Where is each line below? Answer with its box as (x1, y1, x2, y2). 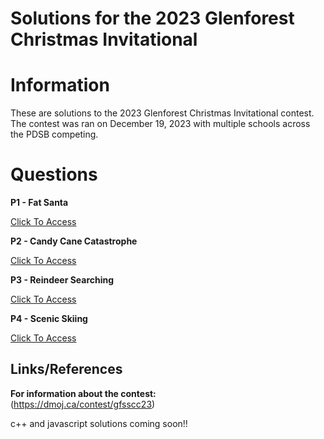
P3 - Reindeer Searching (10, 274, 115, 286)
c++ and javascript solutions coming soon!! (10, 417, 188, 429)
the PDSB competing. (10, 128, 99, 141)
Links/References (10, 361, 123, 378)
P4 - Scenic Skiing (10, 313, 88, 325)
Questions (10, 163, 98, 186)
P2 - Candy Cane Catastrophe (10, 235, 138, 247)
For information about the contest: (10, 387, 157, 399)
